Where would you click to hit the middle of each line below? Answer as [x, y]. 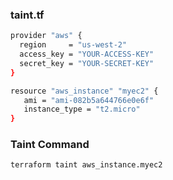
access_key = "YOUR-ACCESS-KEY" [87, 54]
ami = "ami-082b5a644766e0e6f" [89, 100]
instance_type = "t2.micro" [82, 109]
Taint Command [50, 145]
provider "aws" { [46, 36]
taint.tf [27, 15]
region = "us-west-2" [73, 45]
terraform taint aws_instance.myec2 [86, 165]
